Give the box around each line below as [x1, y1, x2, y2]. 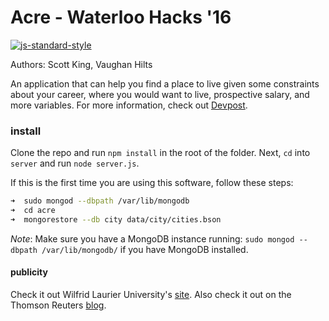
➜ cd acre [10, 206, 56, 216]
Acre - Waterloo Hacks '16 [10, 6, 232, 29]
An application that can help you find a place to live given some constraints [10, 77, 320, 90]
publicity [10, 266, 48, 278]
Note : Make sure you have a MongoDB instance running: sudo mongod [10, 232, 295, 245]
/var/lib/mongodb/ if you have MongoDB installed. [41, 243, 249, 255]
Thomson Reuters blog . [10, 299, 107, 311]
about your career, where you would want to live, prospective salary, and [10, 88, 310, 100]
